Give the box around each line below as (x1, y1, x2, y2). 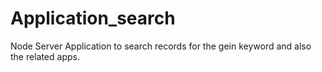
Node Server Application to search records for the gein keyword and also (10, 40, 312, 52)
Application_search (10, 7, 176, 30)
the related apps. (10, 50, 80, 62)
